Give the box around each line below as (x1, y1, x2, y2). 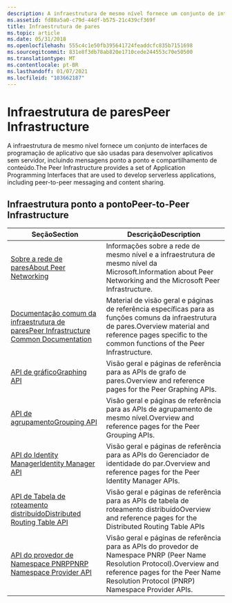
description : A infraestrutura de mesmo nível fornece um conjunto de (7, 10, 215, 17)
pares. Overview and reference (106, 376, 205, 385)
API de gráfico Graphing (10, 367, 87, 377)
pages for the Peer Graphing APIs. (106, 385, 217, 394)
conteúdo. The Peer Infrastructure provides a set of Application (7, 164, 186, 172)
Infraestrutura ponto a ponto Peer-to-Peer (7, 198, 190, 210)
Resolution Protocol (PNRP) (106, 576, 195, 586)
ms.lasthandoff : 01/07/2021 (7, 68, 88, 75)
